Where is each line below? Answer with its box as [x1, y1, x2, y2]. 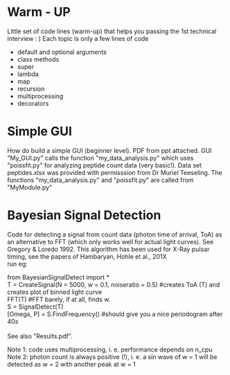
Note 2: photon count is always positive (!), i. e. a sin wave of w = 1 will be [7, 352, 218, 360]
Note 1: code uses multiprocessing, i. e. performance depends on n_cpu [7, 345, 213, 354]
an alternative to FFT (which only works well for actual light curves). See [7, 237, 213, 246]
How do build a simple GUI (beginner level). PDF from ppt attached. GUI [7, 146, 212, 154]
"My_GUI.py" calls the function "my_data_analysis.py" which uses [7, 154, 194, 162]
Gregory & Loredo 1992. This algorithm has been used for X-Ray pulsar [7, 245, 210, 253]
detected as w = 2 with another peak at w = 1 [7, 360, 136, 368]
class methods [17, 55, 60, 63]
